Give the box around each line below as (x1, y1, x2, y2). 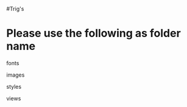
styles (6, 83, 22, 90)
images (6, 71, 25, 78)
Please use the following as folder (6, 27, 181, 40)
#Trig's (6, 5, 24, 12)
